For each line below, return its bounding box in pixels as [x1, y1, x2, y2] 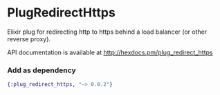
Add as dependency [7, 65, 76, 75]
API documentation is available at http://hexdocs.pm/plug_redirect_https [7, 48, 213, 56]
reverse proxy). [7, 34, 51, 43]
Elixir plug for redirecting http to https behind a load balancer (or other [7, 28, 208, 36]
